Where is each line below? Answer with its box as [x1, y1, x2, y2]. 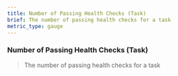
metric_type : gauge [7, 23, 63, 29]
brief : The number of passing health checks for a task [7, 16, 171, 23]
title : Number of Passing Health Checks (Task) [7, 10, 147, 17]
